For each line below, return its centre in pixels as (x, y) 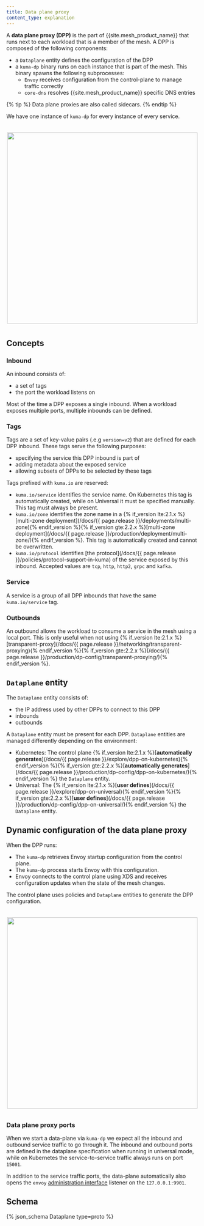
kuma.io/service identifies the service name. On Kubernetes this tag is (104, 495)
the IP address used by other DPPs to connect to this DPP (87, 709)
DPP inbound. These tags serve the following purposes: (76, 446)
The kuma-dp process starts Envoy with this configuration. (87, 870)
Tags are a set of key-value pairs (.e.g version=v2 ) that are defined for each (101, 440)
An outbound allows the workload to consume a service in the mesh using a (101, 631)
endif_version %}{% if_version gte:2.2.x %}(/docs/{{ (104, 651)
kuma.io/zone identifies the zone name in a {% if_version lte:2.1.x (96, 514)
